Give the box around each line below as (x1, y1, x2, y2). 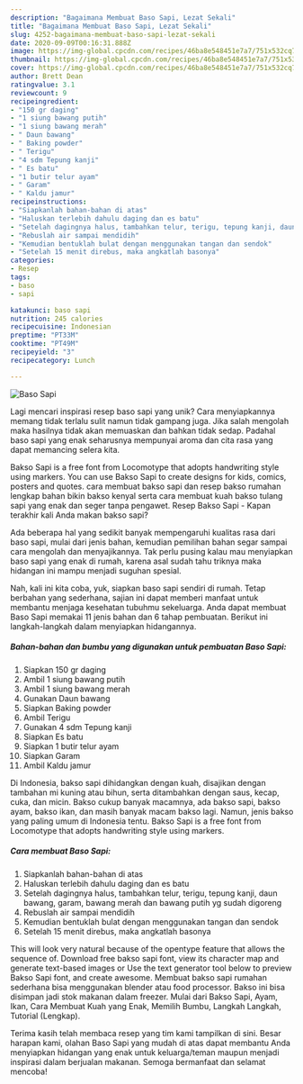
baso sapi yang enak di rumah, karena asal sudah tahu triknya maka (10, 556, 262, 566)
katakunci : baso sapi (10, 305, 92, 315)
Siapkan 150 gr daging (22, 664, 107, 675)
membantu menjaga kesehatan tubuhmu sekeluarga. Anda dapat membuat (10, 601, 287, 612)
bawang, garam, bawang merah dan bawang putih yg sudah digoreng (22, 897, 282, 908)
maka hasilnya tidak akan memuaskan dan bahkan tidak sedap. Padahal (10, 425, 276, 436)
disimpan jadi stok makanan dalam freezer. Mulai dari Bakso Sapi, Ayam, (10, 991, 278, 1002)
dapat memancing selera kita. (10, 444, 120, 455)
